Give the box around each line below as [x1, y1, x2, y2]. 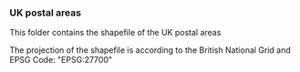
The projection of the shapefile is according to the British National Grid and [9, 45, 292, 56]
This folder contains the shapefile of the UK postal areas [9, 27, 222, 38]
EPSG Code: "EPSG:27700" [9, 55, 113, 66]
